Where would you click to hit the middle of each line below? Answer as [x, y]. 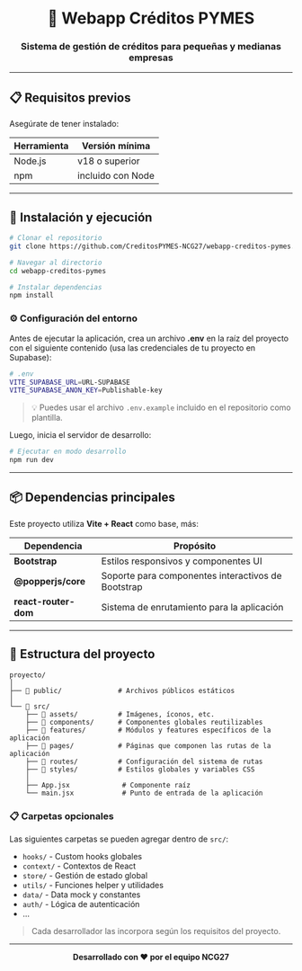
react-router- [44, 601]
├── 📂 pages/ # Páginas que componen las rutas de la [148, 745]
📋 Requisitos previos [70, 98]
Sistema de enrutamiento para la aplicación [192, 607]
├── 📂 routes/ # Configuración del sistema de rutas [144, 762]
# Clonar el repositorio [56, 238]
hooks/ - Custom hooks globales [82, 856]
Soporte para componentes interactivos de [191, 575]
